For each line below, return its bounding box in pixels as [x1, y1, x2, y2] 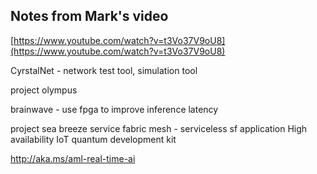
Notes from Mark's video [10, 8, 169, 25]
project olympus [10, 84, 78, 96]
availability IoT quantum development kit [10, 133, 177, 145]
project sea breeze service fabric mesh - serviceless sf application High [10, 122, 308, 134]
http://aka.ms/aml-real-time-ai [10, 152, 136, 164]
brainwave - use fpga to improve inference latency [10, 103, 219, 115]
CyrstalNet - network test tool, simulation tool [10, 64, 198, 76]
